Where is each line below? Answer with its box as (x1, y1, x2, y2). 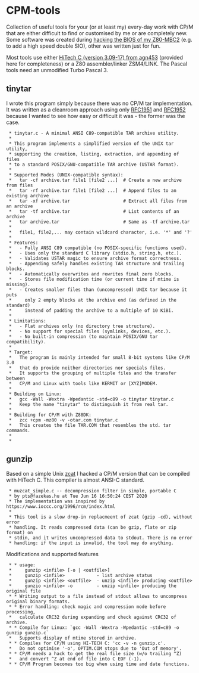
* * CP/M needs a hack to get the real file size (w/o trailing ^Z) (8, 650, 182, 656)
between (6, 375, 26, 382)
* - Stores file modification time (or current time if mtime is (8, 276, 179, 282)
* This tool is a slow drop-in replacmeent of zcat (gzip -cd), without (8, 514, 193, 520)
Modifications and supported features (6, 550, 99, 557)
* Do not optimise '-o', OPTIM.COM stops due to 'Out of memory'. (8, 645, 182, 652)
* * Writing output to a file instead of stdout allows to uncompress (8, 593, 187, 599)
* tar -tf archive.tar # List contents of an (8, 208, 179, 215)
